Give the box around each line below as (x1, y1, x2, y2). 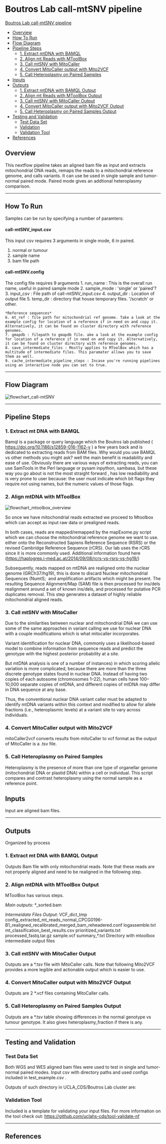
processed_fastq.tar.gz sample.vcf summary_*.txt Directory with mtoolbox (5, 932, 155, 939)
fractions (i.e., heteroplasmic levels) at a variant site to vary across (5, 707, 141, 713)
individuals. (5, 712, 29, 718)
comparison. (5, 183, 31, 189)
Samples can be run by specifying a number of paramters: (5, 215, 124, 221)
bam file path (12, 257, 40, 263)
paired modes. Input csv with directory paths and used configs (20, 1069, 148, 1075)
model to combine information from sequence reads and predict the (5, 646, 143, 651)
